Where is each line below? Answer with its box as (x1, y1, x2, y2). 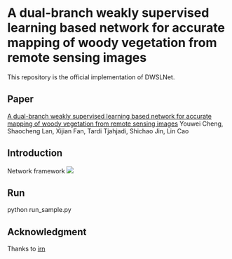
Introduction (7, 147, 63, 159)
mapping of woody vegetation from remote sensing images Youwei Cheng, (7, 119, 224, 128)
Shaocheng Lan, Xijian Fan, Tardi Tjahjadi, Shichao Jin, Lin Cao (7, 126, 189, 135)
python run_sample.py (7, 206, 71, 214)
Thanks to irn (7, 244, 46, 253)
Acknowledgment (7, 226, 87, 238)
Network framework (7, 166, 65, 175)
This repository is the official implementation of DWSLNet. (7, 72, 175, 81)
